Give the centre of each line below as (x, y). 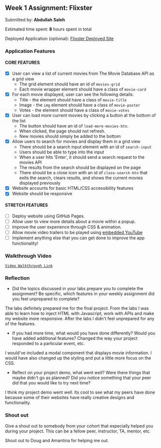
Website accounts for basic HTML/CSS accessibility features (73, 188)
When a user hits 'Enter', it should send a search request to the (82, 157)
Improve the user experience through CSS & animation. (67, 227)
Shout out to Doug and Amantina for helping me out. (57, 440)
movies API (30, 163)
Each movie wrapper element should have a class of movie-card (83, 89)
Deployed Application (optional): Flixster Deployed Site (59, 38)
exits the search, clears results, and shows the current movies (81, 178)
